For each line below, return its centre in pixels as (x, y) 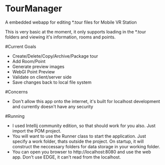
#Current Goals (21, 46)
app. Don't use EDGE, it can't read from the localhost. (66, 157)
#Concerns (16, 92)
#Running (15, 116)
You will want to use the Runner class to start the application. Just (79, 136)
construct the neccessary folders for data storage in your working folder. (86, 146)
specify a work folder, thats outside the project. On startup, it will (78, 141)
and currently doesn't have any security (53, 106)
